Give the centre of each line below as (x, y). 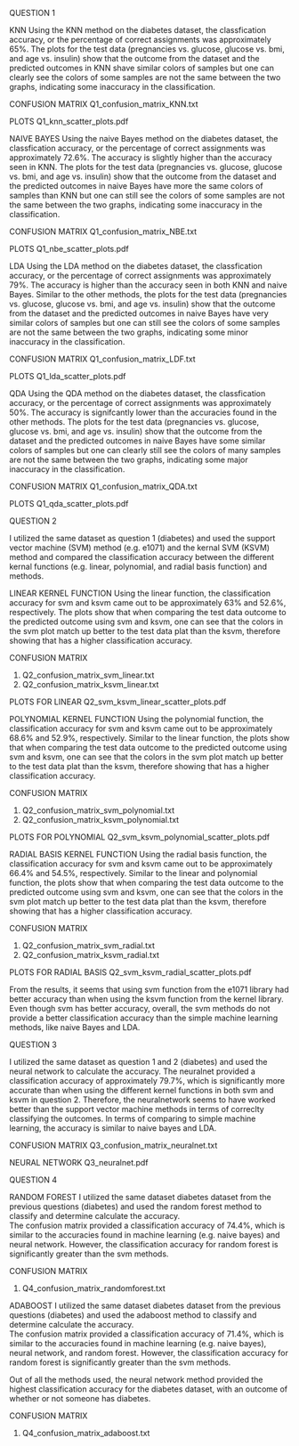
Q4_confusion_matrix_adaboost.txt (86, 1433)
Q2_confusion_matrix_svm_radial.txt (89, 946)
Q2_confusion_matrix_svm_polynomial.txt (98, 810)
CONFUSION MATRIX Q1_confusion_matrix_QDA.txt (103, 486)
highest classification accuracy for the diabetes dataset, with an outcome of (148, 1389)
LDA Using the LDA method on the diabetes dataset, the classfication (136, 266)
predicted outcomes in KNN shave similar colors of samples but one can (141, 68)
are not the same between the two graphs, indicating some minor (129, 332)
